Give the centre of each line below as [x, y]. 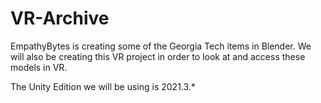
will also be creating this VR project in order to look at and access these [158, 56]
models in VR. [39, 67]
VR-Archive [60, 18]
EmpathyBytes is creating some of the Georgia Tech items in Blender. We [161, 46]
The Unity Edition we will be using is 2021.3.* [103, 86]
